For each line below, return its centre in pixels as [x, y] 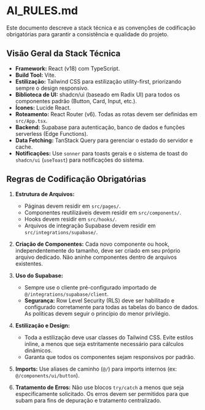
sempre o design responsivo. [52, 88]
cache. [24, 147]
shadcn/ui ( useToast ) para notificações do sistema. [79, 160]
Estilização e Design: [43, 325]
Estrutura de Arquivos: [45, 194]
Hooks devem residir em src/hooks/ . [71, 219]
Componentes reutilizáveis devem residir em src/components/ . [103, 212]
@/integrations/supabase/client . [67, 294]
